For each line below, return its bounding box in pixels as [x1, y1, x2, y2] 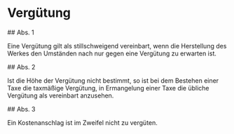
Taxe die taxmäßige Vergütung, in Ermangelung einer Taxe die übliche [7, 83, 209, 92]
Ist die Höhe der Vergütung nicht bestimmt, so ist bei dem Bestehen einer [7, 76, 219, 85]
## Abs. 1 [7, 28, 34, 36]
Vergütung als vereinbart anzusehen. [7, 91, 114, 100]
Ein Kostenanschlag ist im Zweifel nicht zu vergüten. [7, 118, 158, 127]
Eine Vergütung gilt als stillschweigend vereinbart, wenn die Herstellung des [7, 41, 227, 50]
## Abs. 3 [7, 105, 36, 113]
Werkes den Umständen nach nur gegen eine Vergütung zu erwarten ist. [7, 49, 217, 58]
